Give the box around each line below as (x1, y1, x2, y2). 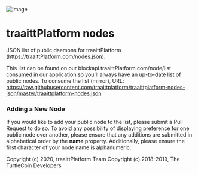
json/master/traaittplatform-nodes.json (6, 90, 102, 97)
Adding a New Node (6, 105, 65, 113)
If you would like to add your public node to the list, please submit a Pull (6, 119, 184, 126)
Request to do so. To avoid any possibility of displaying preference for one (6, 125, 190, 132)
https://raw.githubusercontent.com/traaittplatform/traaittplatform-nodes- (6, 83, 185, 90)
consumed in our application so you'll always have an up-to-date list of (6, 71, 181, 78)
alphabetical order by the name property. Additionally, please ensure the (6, 138, 185, 145)
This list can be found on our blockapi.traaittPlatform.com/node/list (6, 64, 172, 71)
